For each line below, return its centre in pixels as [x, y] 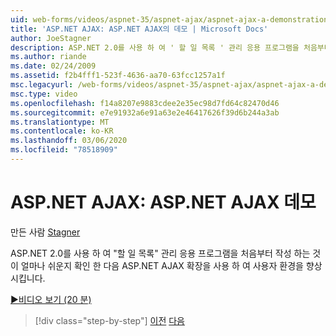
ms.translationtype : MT [60, 122]
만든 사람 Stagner [45, 232]
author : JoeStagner [51, 38]
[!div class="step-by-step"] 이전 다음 [109, 320]
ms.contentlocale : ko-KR [62, 131]
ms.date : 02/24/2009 [53, 66]
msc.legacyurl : [42, 85]
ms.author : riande [48, 57]
